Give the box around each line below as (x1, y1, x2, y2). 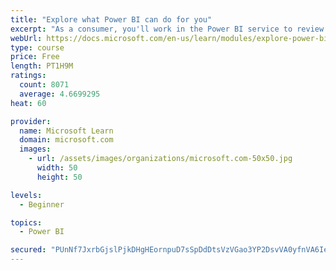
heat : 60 (10, 98, 47, 108)
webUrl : (10, 33, 43, 43)
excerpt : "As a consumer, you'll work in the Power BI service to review (10, 24, 325, 34)
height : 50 (36, 172, 83, 182)
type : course (10, 42, 65, 53)
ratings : (10, 71, 47, 81)
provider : (10, 116, 52, 126)
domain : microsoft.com (19, 135, 114, 145)
